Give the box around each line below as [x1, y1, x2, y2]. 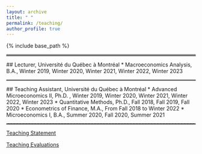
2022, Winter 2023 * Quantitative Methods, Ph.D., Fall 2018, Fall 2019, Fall [6, 98, 190, 106]
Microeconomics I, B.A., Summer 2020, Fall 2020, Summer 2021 [6, 111, 165, 118]
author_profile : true [6, 25, 61, 32]
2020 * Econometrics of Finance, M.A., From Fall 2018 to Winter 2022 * [6, 105, 185, 112]
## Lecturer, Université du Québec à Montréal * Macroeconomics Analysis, [6, 61, 192, 68]
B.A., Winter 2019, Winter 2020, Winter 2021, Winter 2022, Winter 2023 [6, 68, 183, 75]
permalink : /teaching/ [6, 20, 63, 26]
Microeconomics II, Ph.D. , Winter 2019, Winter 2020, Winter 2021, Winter [6, 92, 188, 100]
